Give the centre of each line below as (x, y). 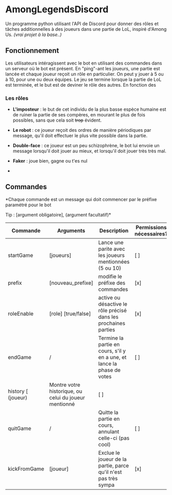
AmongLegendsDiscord (57, 9)
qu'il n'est (110, 472)
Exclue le (109, 452)
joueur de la (112, 459)
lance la (107, 364)
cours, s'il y (112, 351)
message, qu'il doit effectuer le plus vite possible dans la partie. (80, 136)
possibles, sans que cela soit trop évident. (57, 120)
